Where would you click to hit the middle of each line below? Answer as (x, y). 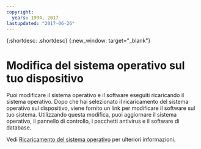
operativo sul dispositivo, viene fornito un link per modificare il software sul (101, 108)
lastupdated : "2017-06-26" (41, 23)
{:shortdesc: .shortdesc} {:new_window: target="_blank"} (79, 41)
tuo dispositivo (45, 78)
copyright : (20, 12)
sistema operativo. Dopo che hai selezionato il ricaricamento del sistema (97, 102)
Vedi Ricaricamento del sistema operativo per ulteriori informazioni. (91, 140)
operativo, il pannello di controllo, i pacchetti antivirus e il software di (93, 121)
